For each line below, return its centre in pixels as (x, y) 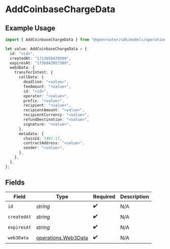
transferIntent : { (34, 73)
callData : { (31, 77)
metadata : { (31, 134)
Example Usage (30, 28)
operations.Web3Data (62, 238)
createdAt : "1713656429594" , (40, 58)
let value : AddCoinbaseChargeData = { (46, 49)
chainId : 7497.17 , (43, 138)
